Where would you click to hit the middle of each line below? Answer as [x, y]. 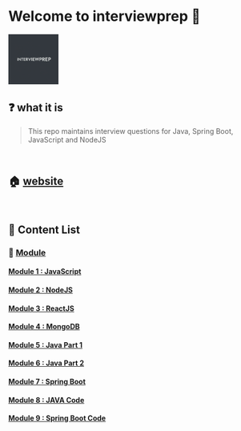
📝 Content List [44, 230]
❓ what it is [36, 108]
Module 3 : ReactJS [41, 308]
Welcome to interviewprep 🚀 [104, 16]
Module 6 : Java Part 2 [46, 363]
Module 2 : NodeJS [41, 290]
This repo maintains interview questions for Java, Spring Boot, [131, 131]
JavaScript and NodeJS [67, 139]
